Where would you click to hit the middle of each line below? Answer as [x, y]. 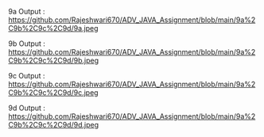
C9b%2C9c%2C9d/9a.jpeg [53, 28]
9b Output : [27, 44]
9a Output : [27, 11]
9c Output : [27, 76]
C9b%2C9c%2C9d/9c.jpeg [53, 93]
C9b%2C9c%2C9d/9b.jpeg [54, 60]
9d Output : [27, 108]
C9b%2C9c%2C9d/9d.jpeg [54, 125]
